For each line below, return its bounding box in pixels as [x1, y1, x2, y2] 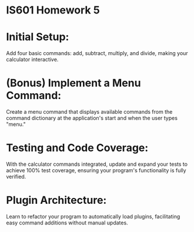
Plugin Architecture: [6, 194, 107, 207]
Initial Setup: [6, 30, 69, 44]
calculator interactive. [6, 56, 59, 63]
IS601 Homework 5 [6, 4, 100, 17]
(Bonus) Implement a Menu [6, 77, 141, 90]
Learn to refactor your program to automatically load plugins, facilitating [6, 213, 180, 220]
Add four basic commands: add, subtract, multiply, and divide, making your [6, 50, 188, 57]
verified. [6, 173, 26, 180]
